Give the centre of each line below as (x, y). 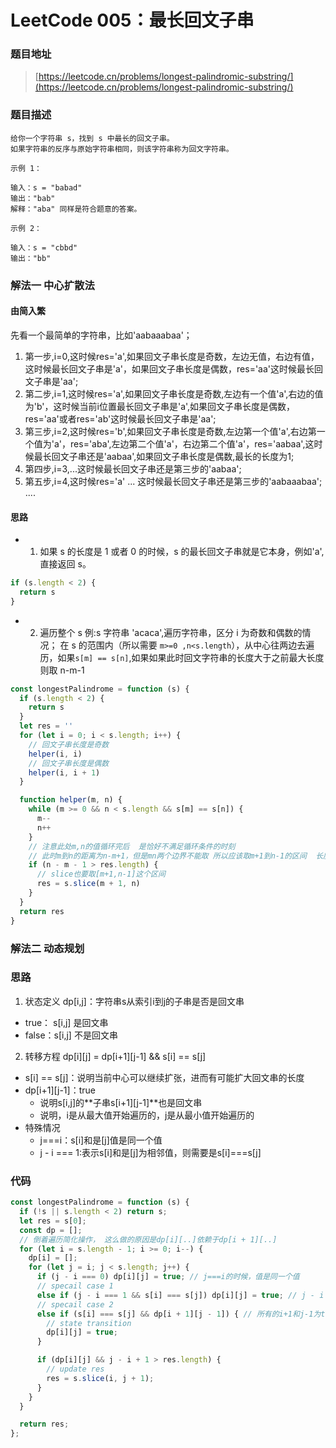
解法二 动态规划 (47, 948)
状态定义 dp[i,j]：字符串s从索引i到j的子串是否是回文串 (134, 1001)
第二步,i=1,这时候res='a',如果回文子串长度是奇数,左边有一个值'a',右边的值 (174, 393)
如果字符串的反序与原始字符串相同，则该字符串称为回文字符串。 (122, 149)
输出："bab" (33, 198)
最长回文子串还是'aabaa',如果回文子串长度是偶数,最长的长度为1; (164, 456)
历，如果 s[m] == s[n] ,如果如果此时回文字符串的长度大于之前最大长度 (182, 657)
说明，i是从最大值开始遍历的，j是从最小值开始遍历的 (147, 1115)
